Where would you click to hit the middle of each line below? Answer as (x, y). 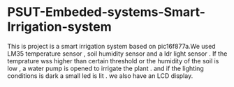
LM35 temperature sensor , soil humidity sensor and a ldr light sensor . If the (117, 54)
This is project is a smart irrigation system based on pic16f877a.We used (111, 46)
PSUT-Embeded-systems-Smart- (107, 12)
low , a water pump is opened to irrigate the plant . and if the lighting (105, 68)
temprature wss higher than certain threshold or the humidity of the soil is (113, 61)
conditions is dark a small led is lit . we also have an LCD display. (100, 76)
